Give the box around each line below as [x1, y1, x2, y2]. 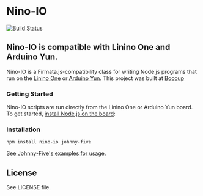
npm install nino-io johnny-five [6, 139, 92, 145]
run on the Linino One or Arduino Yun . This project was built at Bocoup [6, 74, 185, 82]
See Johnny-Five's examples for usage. [6, 150, 106, 157]
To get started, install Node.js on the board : [6, 110, 116, 117]
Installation [6, 125, 41, 134]
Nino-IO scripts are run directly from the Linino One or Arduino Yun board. [6, 104, 193, 111]
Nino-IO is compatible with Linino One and [6, 42, 171, 53]
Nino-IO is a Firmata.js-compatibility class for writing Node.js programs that [6, 68, 197, 75]
